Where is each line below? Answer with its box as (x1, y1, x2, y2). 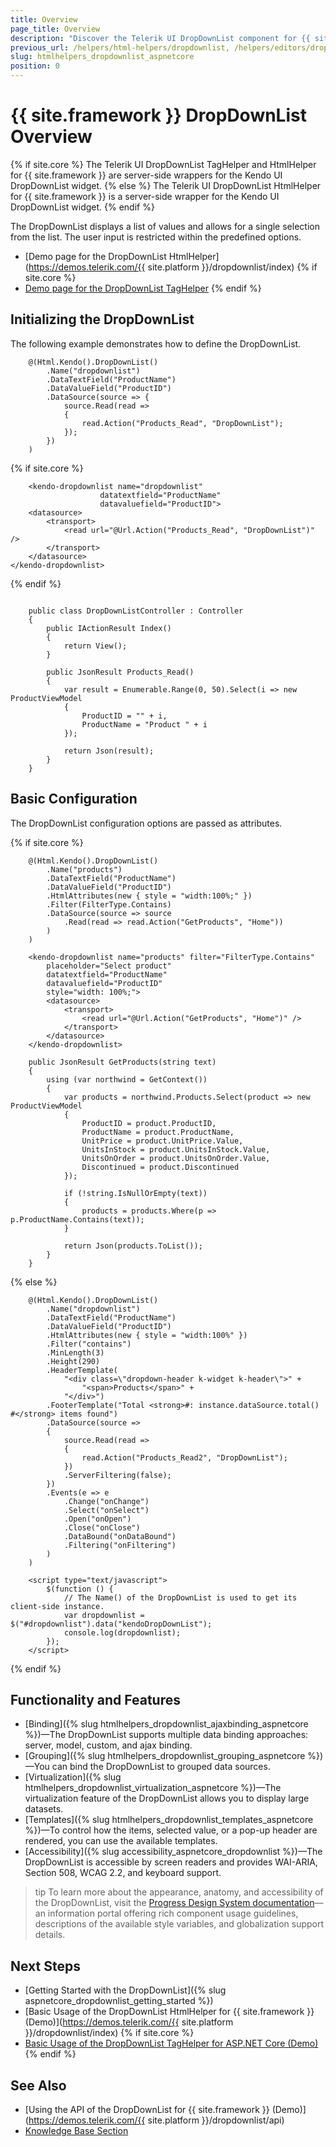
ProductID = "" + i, (81, 711, 168, 721)
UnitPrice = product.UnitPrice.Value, (81, 1136, 244, 1146)
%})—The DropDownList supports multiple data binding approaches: (24, 1729, 309, 1741)
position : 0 (10, 61, 60, 71)
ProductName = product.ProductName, (81, 1127, 235, 1137)
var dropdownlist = (63, 1610, 145, 1620)
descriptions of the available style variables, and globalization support (34, 1918, 325, 1930)
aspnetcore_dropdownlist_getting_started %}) (24, 1995, 214, 2007)
